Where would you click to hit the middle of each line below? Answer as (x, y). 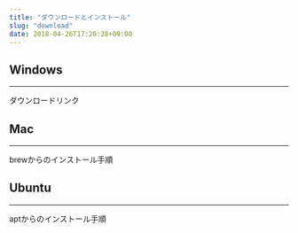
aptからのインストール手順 (58, 219)
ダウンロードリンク (44, 101)
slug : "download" (41, 26)
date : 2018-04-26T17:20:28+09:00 (71, 34)
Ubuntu (30, 188)
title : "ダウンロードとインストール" (70, 17)
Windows (36, 70)
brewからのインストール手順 (61, 159)
